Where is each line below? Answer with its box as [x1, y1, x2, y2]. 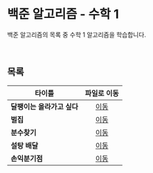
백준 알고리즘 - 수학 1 [7, 6, 119, 22]
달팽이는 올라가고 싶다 [10, 102, 78, 111]
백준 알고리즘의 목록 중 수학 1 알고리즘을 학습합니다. [7, 30, 147, 39]
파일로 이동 [84, 88, 119, 98]
